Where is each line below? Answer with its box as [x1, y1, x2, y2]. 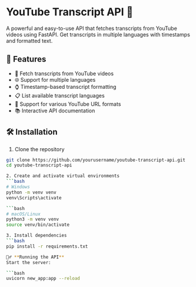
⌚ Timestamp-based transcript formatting [14, 83, 117, 90]
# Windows [6, 184, 31, 190]
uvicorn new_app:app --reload [6, 276, 81, 282]
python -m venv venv [6, 189, 57, 195]
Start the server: [6, 259, 51, 265]
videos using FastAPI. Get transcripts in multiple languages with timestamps [6, 31, 190, 38]
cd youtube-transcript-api [6, 162, 72, 168]
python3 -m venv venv [6, 216, 59, 222]
